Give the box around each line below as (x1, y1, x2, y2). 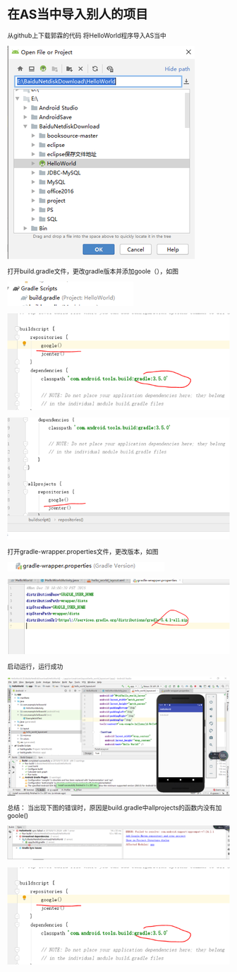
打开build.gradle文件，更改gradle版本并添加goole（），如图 (7, 266, 178, 275)
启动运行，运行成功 (7, 662, 63, 670)
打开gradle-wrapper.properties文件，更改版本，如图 (7, 547, 159, 556)
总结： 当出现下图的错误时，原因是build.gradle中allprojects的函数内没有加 (7, 803, 222, 812)
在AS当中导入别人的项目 (7, 6, 148, 23)
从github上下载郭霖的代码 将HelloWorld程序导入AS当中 (7, 31, 167, 40)
